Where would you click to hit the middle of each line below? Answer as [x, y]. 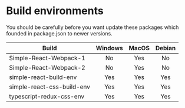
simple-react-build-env [43, 77]
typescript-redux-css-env [47, 96]
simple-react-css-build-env [49, 87]
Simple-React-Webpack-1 [47, 58]
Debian [166, 48]
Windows [109, 48]
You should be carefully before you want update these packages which [92, 27]
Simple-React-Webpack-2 [47, 67]
